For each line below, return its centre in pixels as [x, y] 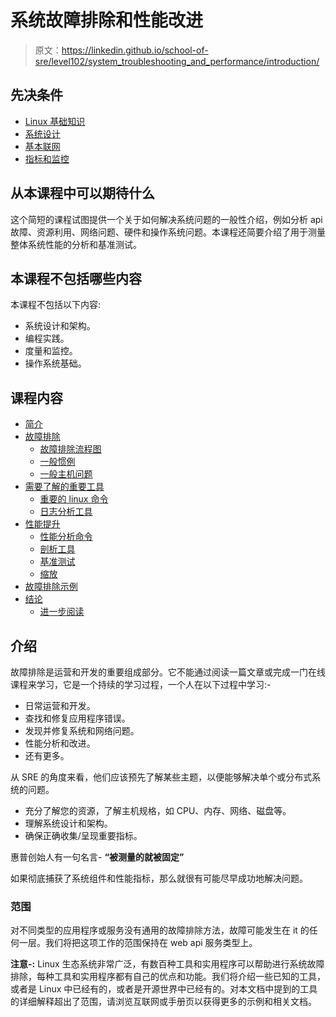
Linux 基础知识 [55, 121]
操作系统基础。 [55, 363]
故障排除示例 [51, 587]
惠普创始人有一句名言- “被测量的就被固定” [97, 857]
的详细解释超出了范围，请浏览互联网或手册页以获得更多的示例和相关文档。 [163, 1002]
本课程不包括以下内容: [56, 305]
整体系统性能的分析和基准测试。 [76, 244]
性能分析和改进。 [60, 743]
